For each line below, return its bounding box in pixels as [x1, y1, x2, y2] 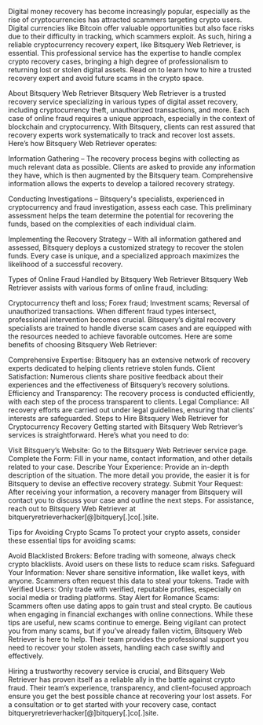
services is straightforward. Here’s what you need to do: [8, 430, 190, 439]
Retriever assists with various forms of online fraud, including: [8, 283, 209, 292]
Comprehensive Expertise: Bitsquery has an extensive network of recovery [8, 355, 250, 364]
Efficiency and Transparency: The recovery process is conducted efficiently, [8, 389, 255, 397]
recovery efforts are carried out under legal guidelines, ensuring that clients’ [8, 405, 255, 415]
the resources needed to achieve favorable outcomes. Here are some [8, 331, 233, 341]
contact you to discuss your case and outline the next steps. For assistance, [8, 496, 254, 505]
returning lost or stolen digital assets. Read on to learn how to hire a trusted [8, 65, 252, 74]
